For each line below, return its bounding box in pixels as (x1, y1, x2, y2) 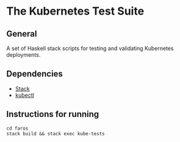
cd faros (6, 125, 29, 132)
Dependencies (6, 69, 63, 79)
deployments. (6, 51, 41, 59)
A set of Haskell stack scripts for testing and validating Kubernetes (6, 44, 174, 52)
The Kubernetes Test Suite (6, 4, 145, 18)
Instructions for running (6, 109, 99, 119)
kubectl (15, 91, 35, 99)
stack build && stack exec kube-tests (6, 130, 105, 137)
